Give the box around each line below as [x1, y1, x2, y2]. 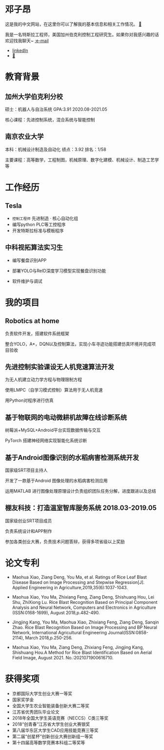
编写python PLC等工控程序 [12, 221, 66, 227]
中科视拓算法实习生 [5, 243, 63, 252]
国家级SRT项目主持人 [5, 467, 48, 473]
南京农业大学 [5, 132, 44, 141]
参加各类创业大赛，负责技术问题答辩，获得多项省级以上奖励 [5, 538, 125, 544]
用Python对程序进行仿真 [5, 398, 54, 403]
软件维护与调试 [12, 278, 42, 284]
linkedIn [12, 47, 28, 53]
